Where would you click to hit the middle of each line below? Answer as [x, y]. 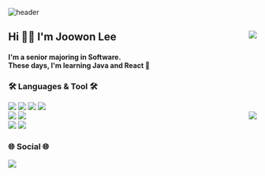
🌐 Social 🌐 [29, 147]
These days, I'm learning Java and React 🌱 [79, 65]
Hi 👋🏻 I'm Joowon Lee [62, 37]
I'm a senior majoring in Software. [65, 57]
